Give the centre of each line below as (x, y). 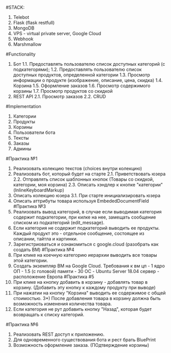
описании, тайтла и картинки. (45, 239)
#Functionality (21, 54)
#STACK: (15, 7)
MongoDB (24, 28)
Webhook (23, 39)
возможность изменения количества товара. (62, 304)
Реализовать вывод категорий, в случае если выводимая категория (87, 212)
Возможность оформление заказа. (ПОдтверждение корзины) (81, 345)
